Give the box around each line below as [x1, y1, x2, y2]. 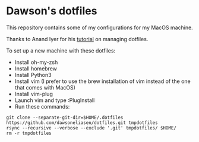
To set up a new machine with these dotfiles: [6, 47, 116, 54]
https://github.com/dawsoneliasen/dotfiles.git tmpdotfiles [6, 119, 159, 126]
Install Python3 [14, 71, 52, 78]
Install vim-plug [14, 90, 53, 97]
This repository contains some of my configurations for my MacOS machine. [6, 24, 193, 31]
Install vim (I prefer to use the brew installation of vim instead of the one [14, 78, 191, 85]
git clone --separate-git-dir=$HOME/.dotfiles [6, 115, 124, 121]
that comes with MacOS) [14, 84, 76, 91]
